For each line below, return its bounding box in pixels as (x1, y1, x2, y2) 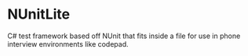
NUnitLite (7, 5, 71, 23)
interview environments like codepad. (7, 39, 129, 48)
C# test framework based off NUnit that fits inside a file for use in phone (7, 31, 241, 40)
